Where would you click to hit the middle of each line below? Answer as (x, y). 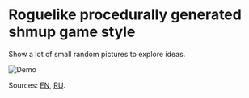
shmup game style (72, 32)
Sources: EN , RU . (37, 85)
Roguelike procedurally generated (125, 15)
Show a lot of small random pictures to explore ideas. (97, 54)
